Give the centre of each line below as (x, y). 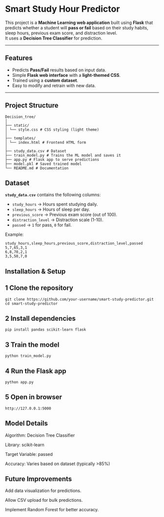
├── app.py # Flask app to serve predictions (52, 159)
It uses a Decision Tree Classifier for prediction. (54, 38)
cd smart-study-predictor (31, 303)
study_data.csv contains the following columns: (53, 195)
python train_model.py (28, 356)
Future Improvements (39, 479)
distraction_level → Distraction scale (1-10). (58, 220)
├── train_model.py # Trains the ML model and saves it (63, 155)
